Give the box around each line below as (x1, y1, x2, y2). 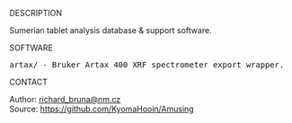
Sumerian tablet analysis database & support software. (9, 25, 213, 35)
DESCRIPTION (9, 8, 63, 18)
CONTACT (9, 76, 48, 87)
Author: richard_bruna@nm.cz (9, 94, 121, 104)
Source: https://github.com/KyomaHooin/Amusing (9, 103, 195, 114)
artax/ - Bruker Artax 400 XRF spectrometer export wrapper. (9, 60, 285, 70)
